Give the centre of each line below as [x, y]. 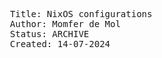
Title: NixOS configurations [81, 14]
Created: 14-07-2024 [60, 44]
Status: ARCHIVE [49, 34]
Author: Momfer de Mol [65, 24]
